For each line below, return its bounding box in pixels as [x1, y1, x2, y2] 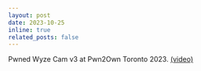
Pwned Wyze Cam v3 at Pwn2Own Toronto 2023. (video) [8, 55, 194, 64]
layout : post [8, 11, 51, 20]
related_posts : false [8, 33, 79, 41]
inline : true [8, 26, 51, 34]
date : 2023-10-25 [8, 19, 65, 27]
